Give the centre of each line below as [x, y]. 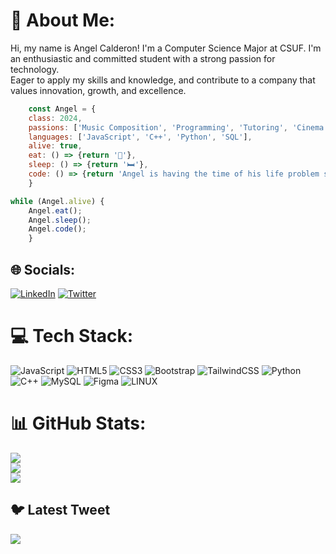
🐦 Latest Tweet [60, 510]
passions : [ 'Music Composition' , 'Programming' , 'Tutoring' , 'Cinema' [178, 127]
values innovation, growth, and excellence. [98, 90]
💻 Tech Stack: [72, 336]
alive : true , [55, 146]
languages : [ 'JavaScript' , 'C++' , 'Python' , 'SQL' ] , [140, 137]
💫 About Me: [63, 20]
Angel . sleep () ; [60, 220]
